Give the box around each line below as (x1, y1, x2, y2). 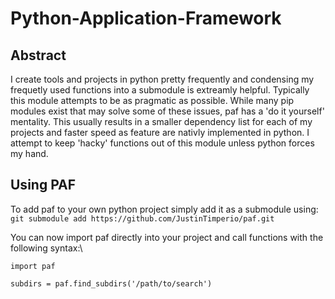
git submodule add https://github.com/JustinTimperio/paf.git (10, 213, 275, 224)
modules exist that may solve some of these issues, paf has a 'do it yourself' (10, 105, 325, 117)
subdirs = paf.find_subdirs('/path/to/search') (10, 278, 213, 289)
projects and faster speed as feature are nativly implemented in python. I (10, 127, 310, 138)
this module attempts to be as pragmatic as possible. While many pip (10, 95, 295, 106)
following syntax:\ (10, 242, 83, 254)
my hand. (10, 148, 49, 159)
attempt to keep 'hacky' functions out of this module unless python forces (10, 137, 315, 149)
